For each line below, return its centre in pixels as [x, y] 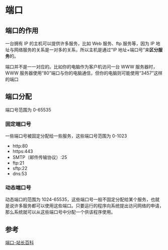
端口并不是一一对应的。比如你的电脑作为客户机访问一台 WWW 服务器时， [81, 67]
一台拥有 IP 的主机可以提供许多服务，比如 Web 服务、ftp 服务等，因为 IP [80, 44]
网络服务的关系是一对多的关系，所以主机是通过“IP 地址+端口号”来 [82, 50]
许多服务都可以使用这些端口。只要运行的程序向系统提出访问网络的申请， [89, 206]
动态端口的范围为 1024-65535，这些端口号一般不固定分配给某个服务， [78, 200]
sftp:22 [20, 169]
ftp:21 [18, 163]
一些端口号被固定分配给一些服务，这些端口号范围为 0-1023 [66, 136]
